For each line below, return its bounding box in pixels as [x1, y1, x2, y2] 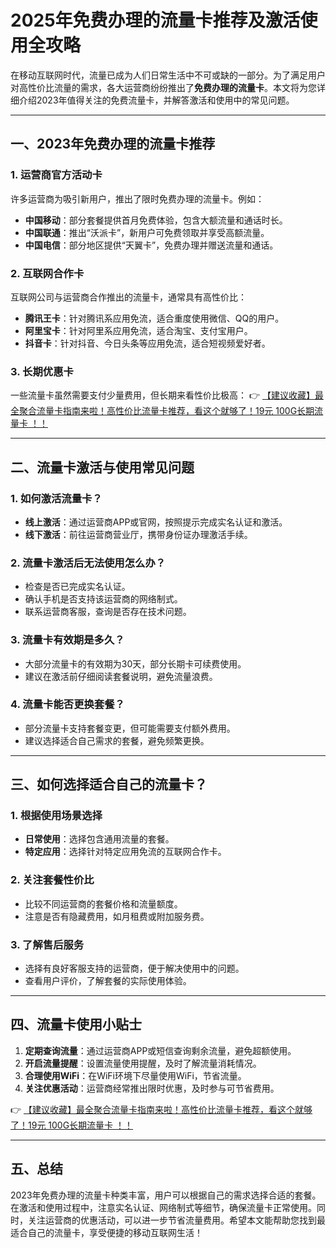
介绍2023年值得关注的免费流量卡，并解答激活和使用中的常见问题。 [18, 94, 295, 106]
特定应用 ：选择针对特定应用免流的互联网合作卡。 [24, 846, 227, 858]
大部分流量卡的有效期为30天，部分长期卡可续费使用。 [24, 657, 247, 670]
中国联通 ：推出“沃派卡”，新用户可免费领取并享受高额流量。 [24, 226, 270, 238]
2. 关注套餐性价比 [10, 873, 95, 887]
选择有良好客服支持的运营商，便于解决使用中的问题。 [24, 962, 245, 975]
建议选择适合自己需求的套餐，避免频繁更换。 [24, 734, 210, 746]
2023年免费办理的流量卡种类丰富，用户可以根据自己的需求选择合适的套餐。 [10, 1189, 322, 1201]
